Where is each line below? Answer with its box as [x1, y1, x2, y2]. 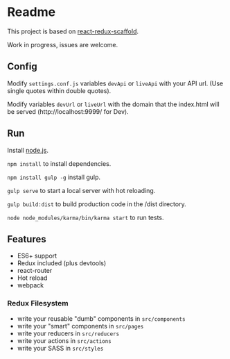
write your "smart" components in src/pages [17, 322, 144, 330]
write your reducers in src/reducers [17, 329, 120, 337]
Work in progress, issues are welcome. [7, 40, 118, 49]
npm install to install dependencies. [7, 159, 112, 167]
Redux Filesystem [7, 299, 69, 308]
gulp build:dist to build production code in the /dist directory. [7, 199, 186, 208]
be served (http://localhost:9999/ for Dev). [7, 107, 130, 115]
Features [7, 233, 46, 245]
